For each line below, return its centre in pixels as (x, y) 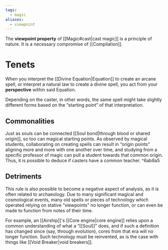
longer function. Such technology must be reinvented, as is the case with (82, 236)
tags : (11, 10)
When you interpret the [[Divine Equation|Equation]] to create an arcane (81, 79)
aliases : (15, 19)
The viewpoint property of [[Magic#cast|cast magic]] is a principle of (79, 39)
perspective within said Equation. (41, 90)
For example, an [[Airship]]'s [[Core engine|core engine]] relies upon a (79, 220)
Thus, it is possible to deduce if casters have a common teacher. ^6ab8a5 (83, 160)
